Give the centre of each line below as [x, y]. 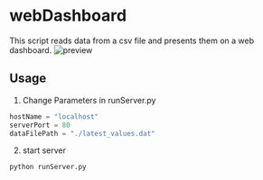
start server [44, 150]
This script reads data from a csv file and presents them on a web [132, 40]
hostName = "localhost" [54, 117]
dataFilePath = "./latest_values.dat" [82, 133]
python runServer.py [48, 167]
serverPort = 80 [40, 125]
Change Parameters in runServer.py [89, 100]
